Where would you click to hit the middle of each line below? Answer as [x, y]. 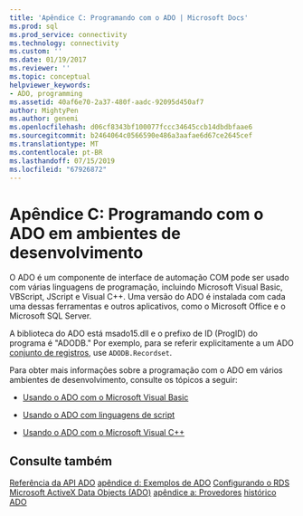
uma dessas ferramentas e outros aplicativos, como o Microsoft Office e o [148, 306]
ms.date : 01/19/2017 [48, 60]
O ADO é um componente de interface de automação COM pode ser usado [149, 278]
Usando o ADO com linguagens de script [99, 415]
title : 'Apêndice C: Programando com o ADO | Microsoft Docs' [129, 18]
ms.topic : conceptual [50, 77]
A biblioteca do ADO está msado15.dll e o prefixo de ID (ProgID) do [133, 334]
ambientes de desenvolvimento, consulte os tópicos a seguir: [123, 380]
